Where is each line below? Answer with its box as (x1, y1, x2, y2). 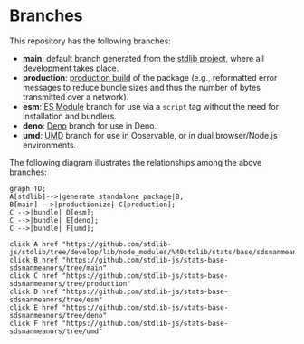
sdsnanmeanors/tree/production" (9, 279, 131, 288)
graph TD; (9, 184, 47, 193)
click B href (9, 255, 59, 264)
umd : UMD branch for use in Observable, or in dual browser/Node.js (22, 129, 278, 140)
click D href (9, 287, 59, 296)
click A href (9, 239, 59, 249)
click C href (9, 271, 59, 281)
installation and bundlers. (22, 110, 118, 121)
